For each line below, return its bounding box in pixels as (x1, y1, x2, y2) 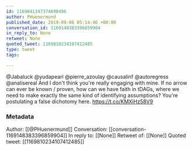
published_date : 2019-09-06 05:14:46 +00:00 (6, 19, 116, 25)
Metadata (6, 112, 34, 120)
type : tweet (6, 47, 35, 53)
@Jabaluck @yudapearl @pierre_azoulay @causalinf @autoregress (6, 73, 169, 80)
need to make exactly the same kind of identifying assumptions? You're (6, 92, 178, 99)
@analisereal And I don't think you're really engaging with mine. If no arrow (6, 79, 187, 86)
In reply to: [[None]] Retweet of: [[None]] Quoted (68, 132, 186, 139)
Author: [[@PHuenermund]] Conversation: (6, 125, 108, 132)
